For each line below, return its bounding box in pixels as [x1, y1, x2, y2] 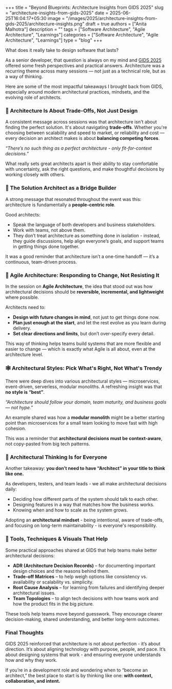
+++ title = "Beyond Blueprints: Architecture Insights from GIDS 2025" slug [5, 5, 164, 10]
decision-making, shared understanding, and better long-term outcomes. [5, 616, 160, 622]
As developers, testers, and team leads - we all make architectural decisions [5, 481, 167, 487]
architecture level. [5, 351, 44, 357]
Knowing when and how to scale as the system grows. [12, 507, 128, 513]
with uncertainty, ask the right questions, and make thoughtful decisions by [5, 166, 165, 172]
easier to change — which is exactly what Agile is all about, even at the [5, 346, 156, 352]
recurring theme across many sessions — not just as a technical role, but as [5, 68, 166, 74]
